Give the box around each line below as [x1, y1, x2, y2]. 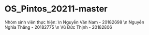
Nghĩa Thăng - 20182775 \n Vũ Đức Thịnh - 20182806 [4, 24, 112, 30]
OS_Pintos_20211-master [4, 3, 108, 14]
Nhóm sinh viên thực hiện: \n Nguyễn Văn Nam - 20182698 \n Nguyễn [4, 19, 145, 25]
